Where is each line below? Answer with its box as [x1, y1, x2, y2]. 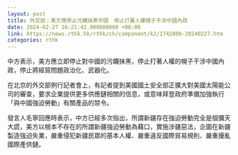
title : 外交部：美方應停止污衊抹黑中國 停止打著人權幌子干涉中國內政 [7, 17, 188, 24]
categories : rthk [7, 37, 59, 44]
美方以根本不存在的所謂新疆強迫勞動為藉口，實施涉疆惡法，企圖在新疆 [25, 122, 231, 131]
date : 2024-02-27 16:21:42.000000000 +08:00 [7, 23, 141, 30]
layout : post [7, 10, 46, 18]
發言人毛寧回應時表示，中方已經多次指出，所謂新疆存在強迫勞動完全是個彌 [7, 114, 225, 122]
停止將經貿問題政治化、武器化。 [19, 66, 113, 74]
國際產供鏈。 [7, 140, 45, 149]
